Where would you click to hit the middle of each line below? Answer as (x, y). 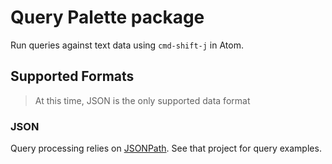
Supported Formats (72, 76)
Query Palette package (107, 17)
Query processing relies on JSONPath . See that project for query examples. (166, 148)
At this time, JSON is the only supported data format (142, 100)
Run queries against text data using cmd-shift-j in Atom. (127, 45)
